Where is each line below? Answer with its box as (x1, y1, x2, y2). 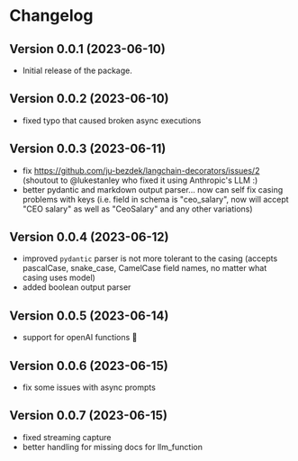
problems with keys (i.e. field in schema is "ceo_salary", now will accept (22, 194, 290, 204)
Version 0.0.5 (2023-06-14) (9, 308, 169, 323)
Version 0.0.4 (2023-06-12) (9, 230, 169, 245)
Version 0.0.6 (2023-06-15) (9, 357, 168, 374)
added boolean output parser (22, 282, 131, 293)
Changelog (9, 5, 94, 26)
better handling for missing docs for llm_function (22, 441, 203, 452)
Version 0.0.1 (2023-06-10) (9, 41, 167, 57)
